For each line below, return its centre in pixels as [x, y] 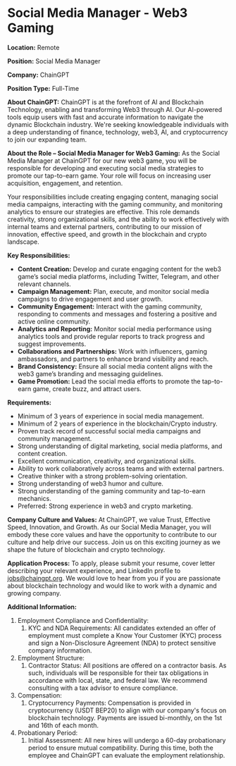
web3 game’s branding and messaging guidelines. [90, 373]
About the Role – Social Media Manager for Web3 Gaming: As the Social [114, 153]
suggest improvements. [52, 344]
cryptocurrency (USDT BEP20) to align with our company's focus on [127, 710]
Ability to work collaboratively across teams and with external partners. [121, 468]
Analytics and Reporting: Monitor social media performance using [114, 328]
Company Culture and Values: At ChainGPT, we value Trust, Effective [109, 519]
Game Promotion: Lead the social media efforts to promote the [109, 381]
